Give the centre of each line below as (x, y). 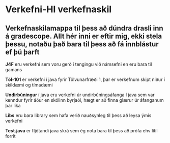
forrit (11, 136)
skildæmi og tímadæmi (29, 85)
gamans (14, 69)
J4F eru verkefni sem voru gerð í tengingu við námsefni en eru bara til (79, 64)
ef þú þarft (22, 52)
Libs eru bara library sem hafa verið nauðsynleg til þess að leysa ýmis (78, 115)
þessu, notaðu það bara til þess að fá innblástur (82, 44)
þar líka (13, 106)
